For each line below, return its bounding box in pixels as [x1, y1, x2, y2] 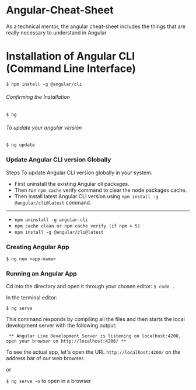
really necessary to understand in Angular [6, 29, 107, 36]
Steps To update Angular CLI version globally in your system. [6, 169, 153, 176]
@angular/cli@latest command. [14, 199, 92, 206]
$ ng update [6, 142, 35, 148]
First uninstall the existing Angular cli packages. [14, 180, 129, 187]
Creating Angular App [6, 243, 69, 251]
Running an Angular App [6, 270, 77, 278]
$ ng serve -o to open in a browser [6, 378, 92, 385]
